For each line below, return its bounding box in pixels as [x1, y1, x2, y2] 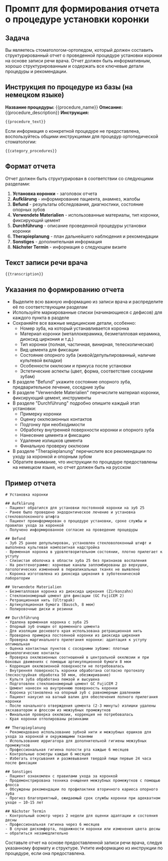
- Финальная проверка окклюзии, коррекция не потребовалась [5, 712, 134, 717]
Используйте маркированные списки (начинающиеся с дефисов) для [12, 310, 162, 316]
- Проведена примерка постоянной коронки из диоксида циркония [5, 633, 140, 638]
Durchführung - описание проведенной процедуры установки [12, 222, 146, 229]
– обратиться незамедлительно [5, 831, 69, 836]
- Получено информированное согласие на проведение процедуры [5, 527, 138, 533]
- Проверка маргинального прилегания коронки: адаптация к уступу [5, 637, 147, 642]
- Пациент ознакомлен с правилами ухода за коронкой [5, 774, 118, 779]
